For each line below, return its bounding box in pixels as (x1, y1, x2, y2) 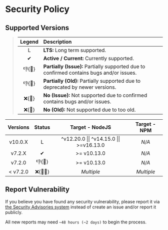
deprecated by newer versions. (43, 84, 116, 91)
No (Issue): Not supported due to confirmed (43, 92, 147, 99)
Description (43, 39, 72, 45)
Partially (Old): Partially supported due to (43, 78, 141, 84)
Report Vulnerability (5, 185, 70, 194)
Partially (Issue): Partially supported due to (43, 63, 145, 70)
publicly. (5, 209, 22, 215)
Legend (19, 39, 39, 45)
